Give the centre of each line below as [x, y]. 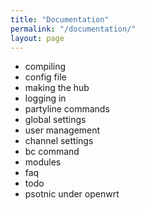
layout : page [37, 38]
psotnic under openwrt [72, 194]
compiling [45, 67]
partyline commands [67, 109]
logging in [45, 98]
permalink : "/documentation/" [73, 29]
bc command [52, 152]
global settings [55, 120]
